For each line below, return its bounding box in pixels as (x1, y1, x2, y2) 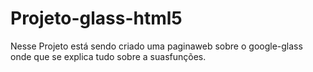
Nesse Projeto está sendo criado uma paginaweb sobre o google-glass (10, 40, 303, 52)
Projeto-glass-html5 (10, 7, 183, 30)
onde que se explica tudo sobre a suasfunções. (10, 50, 207, 62)
